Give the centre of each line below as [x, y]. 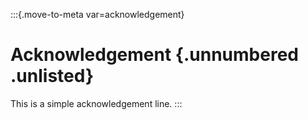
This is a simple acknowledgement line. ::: [96, 103]
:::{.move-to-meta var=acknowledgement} [97, 14]
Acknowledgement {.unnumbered [154, 55]
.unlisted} [52, 76]
